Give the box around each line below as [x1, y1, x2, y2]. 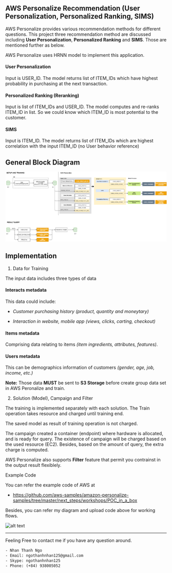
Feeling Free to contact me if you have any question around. [5, 538, 132, 544]
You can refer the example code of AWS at [5, 482, 95, 488]
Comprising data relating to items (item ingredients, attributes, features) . [5, 341, 158, 347]
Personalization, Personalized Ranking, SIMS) [5, 12, 155, 21]
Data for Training [12, 265, 49, 271]
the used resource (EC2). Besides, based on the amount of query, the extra [5, 441, 164, 447]
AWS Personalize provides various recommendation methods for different [5, 26, 161, 32]
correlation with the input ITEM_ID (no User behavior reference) [5, 143, 140, 149]
